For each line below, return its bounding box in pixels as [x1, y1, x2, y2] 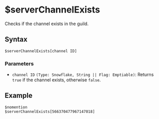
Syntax [5, 35, 28, 44]
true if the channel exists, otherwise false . [12, 77, 101, 83]
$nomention [5, 104, 28, 109]
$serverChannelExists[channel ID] [5, 48, 77, 54]
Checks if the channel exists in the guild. [5, 21, 89, 27]
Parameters [5, 60, 34, 67]
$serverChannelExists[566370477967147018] [5, 109, 95, 114]
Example [5, 91, 33, 100]
